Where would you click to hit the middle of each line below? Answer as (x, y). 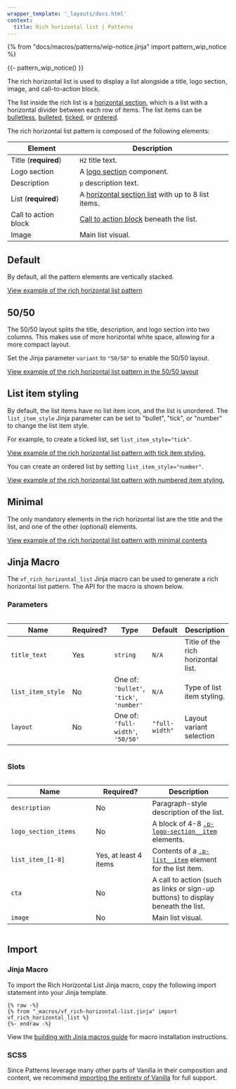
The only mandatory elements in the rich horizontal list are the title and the (115, 519)
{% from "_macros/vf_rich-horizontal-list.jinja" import (92, 1011)
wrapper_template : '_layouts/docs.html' (67, 14)
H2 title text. (98, 160)
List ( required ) (35, 199)
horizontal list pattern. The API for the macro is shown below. (96, 587)
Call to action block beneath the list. (139, 219)
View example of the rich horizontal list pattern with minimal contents (107, 540)
